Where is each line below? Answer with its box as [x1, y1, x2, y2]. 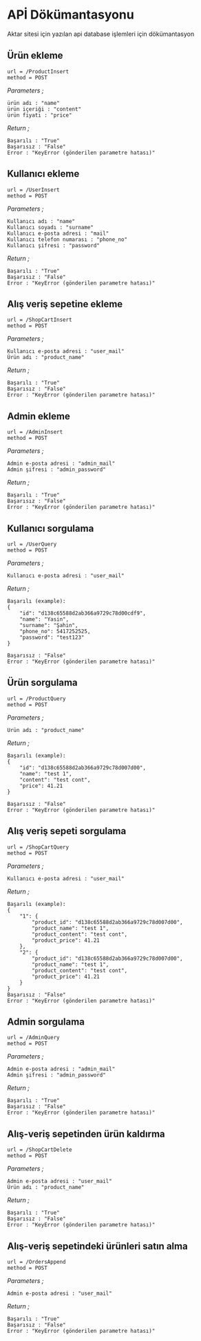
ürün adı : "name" [7, 99, 60, 106]
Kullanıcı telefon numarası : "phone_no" [7, 235, 128, 243]
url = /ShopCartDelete [7, 1146, 72, 1153]
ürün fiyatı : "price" [7, 111, 72, 119]
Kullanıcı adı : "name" [7, 218, 76, 224]
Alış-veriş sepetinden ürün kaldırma [7, 1128, 165, 1139]
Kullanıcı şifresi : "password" [7, 242, 100, 249]
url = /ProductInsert [7, 68, 70, 75]
